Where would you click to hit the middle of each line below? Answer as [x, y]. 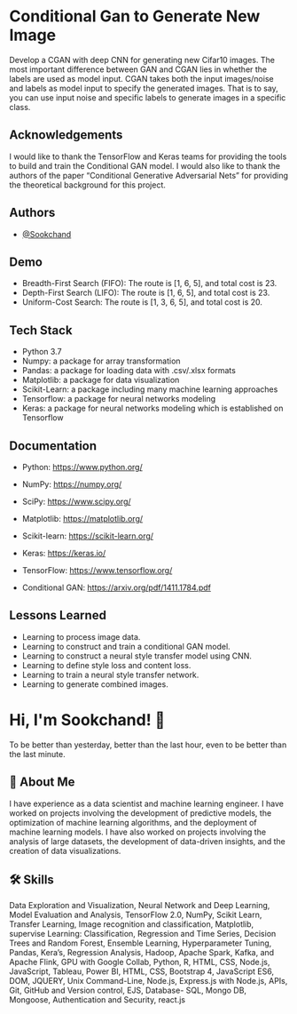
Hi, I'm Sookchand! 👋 [87, 720]
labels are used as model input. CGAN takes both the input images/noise [141, 78]
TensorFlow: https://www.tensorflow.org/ [97, 570]
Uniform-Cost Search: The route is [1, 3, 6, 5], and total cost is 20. [142, 302]
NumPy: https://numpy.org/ [72, 484]
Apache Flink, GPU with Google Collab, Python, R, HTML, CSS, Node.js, [140, 962]
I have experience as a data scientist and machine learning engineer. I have [146, 803]
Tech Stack [41, 330]
